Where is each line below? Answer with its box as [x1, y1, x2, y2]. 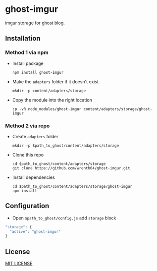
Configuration [5, 202, 50, 210]
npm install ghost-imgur [12, 70, 64, 75]
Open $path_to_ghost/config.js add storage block [12, 215, 116, 221]
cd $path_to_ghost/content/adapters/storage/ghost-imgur [12, 184, 133, 189]
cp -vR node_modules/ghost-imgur [12, 107, 82, 111]
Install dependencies [12, 174, 55, 180]
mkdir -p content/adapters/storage [12, 88, 86, 93]
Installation [5, 34, 41, 43]
